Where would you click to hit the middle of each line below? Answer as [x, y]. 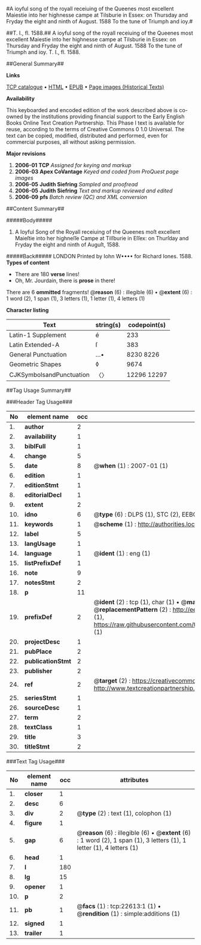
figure [33, 823]
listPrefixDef [43, 563]
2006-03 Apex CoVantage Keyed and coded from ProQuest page [97, 171]
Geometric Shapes [35, 364]
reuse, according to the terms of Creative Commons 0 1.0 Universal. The [95, 129]
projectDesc [42, 642]
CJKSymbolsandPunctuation [49, 375]
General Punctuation [38, 354]
